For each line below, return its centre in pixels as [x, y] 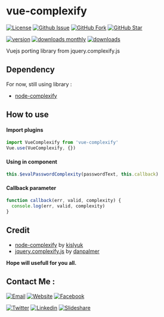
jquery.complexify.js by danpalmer [57, 251]
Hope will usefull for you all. [41, 262]
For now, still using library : [39, 84]
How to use [27, 115]
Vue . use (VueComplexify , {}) [41, 148]
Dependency [30, 70]
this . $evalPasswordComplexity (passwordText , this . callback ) [83, 174]
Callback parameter [31, 188]
